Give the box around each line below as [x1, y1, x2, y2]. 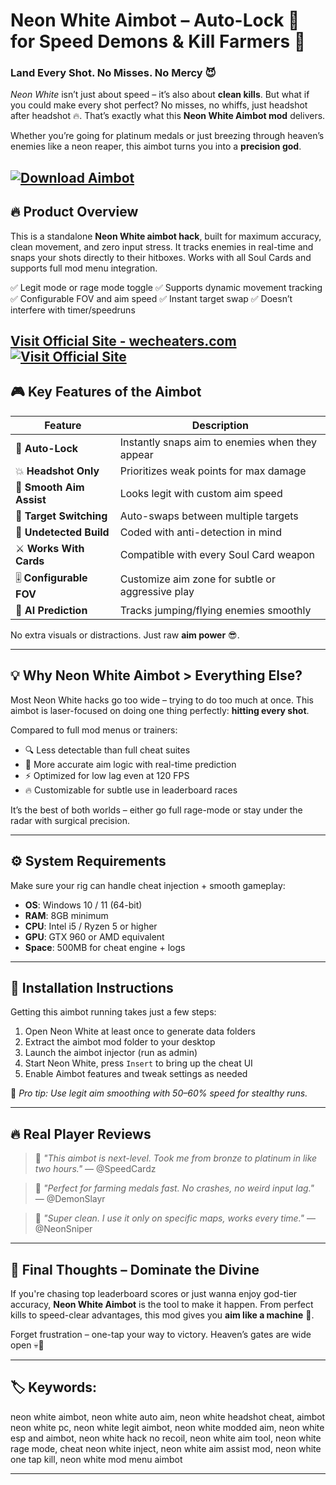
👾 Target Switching [15, 509, 108, 523]
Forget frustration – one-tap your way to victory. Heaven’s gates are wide [10, 1328, 312, 1340]
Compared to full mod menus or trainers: [10, 724, 178, 736]
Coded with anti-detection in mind [119, 525, 282, 539]
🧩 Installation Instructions [10, 979, 174, 996]
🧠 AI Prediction [15, 603, 88, 617]
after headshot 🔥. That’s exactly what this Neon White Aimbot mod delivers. [10, 110, 326, 122]
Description [191, 418, 250, 432]
